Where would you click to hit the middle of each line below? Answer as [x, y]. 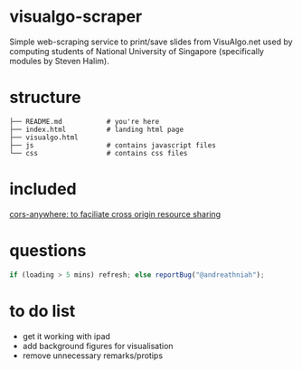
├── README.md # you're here [85, 121]
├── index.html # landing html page [96, 129]
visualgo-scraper [76, 17]
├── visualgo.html [44, 138]
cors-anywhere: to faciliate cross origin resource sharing [115, 213]
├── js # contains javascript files [113, 145]
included [43, 190]
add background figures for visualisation [98, 346]
